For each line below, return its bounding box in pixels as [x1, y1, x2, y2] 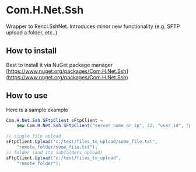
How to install [6, 46, 57, 56]
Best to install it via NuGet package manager [6, 61, 113, 68]
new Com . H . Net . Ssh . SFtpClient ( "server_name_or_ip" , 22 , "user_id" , [16, 123, 184, 129]
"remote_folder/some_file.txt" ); [16, 144, 98, 150]
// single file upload [6, 134, 61, 139]
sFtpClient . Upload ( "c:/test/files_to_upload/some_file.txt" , [6, 139, 158, 145]
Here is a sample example [6, 106, 68, 113]
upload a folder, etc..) [6, 29, 58, 36]
